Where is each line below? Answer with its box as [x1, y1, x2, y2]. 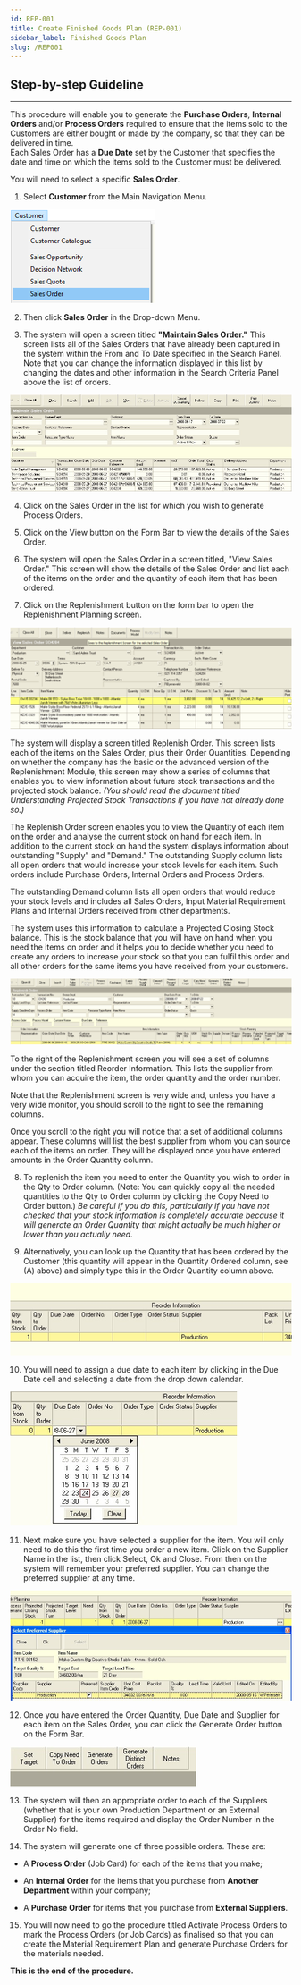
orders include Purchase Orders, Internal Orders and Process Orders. [10, 868, 265, 880]
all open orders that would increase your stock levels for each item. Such [10, 859, 279, 870]
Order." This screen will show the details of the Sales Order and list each [22, 563, 289, 574]
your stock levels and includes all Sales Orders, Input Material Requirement [10, 895, 286, 907]
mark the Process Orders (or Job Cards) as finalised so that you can [22, 1929, 275, 1939]
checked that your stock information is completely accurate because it [22, 1210, 285, 1221]
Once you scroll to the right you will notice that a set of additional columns [10, 1127, 284, 1137]
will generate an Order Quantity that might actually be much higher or [22, 1220, 280, 1230]
